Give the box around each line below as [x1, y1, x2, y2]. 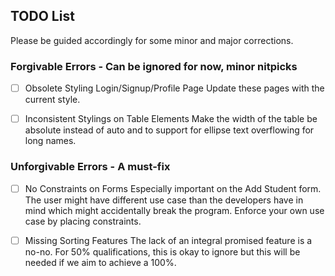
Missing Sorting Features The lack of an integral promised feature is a [24, 234, 313, 246]
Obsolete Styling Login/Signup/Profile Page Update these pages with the [24, 82, 325, 94]
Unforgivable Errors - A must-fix [10, 160, 171, 174]
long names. [24, 135, 77, 147]
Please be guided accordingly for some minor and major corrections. [10, 34, 294, 46]
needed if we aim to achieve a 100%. [24, 256, 177, 268]
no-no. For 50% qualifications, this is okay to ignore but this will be [24, 245, 301, 258]
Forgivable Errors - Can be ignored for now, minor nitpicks [10, 59, 298, 73]
